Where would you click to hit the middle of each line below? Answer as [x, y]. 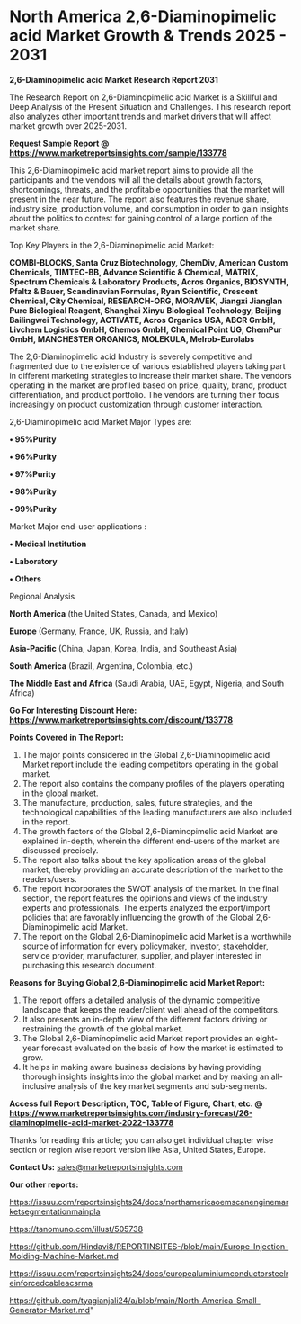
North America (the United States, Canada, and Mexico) [114, 613]
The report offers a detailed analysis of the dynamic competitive [141, 1000]
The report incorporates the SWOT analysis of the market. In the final [150, 888]
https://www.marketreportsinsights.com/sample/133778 [118, 153]
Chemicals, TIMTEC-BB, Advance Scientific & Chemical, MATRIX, [134, 272]
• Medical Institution [48, 544]
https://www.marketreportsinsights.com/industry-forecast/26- [131, 1112]
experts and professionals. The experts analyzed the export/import [146, 907]
